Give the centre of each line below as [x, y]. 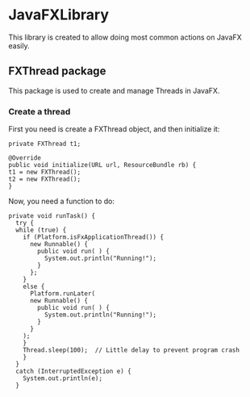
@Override [25, 158]
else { [34, 287]
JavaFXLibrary [59, 15]
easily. [19, 45]
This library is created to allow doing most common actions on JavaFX [125, 37]
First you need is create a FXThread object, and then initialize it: [114, 129]
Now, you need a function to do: [62, 201]
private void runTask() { [52, 216]
